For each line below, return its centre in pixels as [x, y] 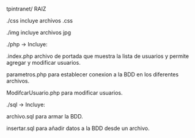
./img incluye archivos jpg [39, 32]
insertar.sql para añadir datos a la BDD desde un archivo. [78, 128]
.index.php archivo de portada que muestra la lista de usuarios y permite [98, 56]
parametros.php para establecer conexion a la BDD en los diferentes [93, 74]
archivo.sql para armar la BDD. [45, 116]
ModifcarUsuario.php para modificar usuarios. [65, 93]
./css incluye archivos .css [40, 20]
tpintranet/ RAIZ [26, 9]
